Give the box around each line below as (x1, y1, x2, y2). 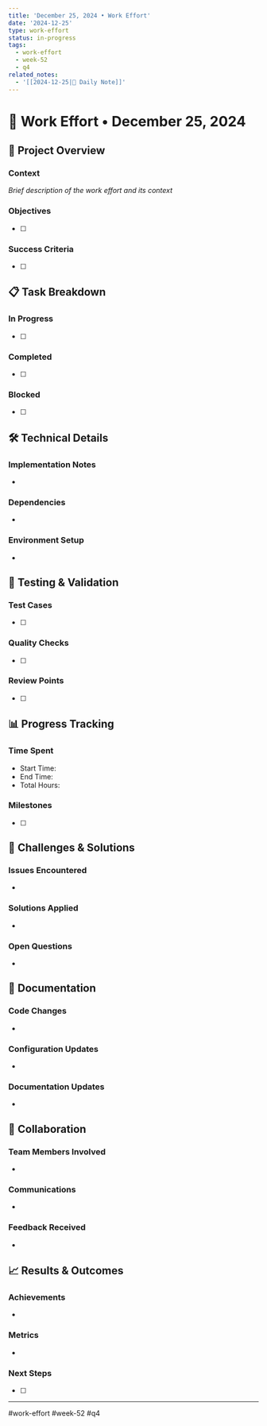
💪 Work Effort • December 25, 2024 (8, 112, 246, 130)
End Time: (19, 771, 53, 781)
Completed (8, 351, 52, 362)
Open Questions (8, 941, 73, 952)
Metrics (8, 1330, 39, 1341)
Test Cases (8, 599, 53, 610)
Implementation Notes (8, 458, 97, 470)
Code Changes (8, 1006, 68, 1017)
